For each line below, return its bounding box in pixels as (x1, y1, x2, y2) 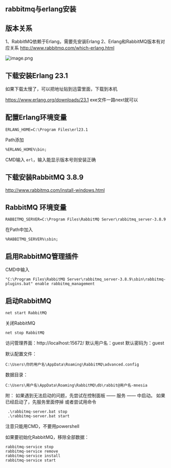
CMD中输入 (5, 267, 30, 273)
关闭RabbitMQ (5, 320, 36, 327)
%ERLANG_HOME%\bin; (5, 147, 47, 152)
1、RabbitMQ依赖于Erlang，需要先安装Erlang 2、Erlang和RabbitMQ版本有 (5, 38, 161, 45)
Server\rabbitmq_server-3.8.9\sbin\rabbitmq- (67, 277, 166, 282)
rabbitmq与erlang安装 (5, 5, 77, 14)
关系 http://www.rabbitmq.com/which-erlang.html (9, 45, 115, 51)
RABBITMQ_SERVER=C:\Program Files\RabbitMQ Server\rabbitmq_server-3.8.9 (5, 217, 166, 222)
